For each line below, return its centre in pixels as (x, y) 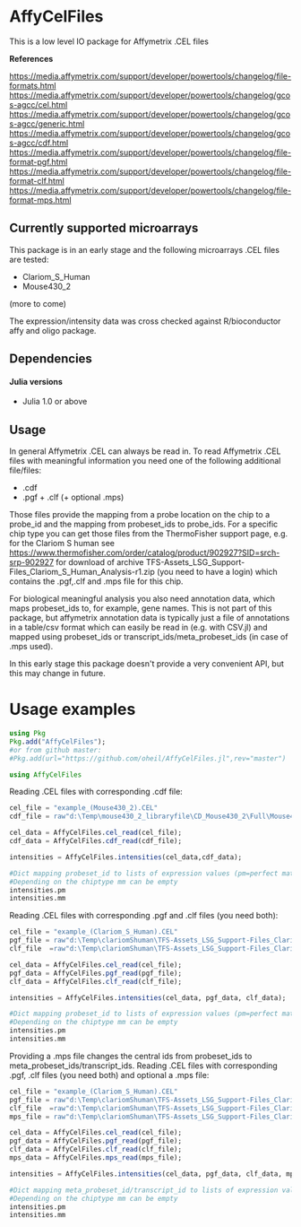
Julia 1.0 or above (55, 402)
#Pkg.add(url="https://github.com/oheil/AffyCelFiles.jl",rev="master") (148, 758)
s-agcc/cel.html (39, 104)
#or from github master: (56, 750)
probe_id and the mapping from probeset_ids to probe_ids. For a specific (144, 524)
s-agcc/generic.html (47, 124)
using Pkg (28, 734)
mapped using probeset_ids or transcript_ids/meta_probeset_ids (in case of (149, 637)
